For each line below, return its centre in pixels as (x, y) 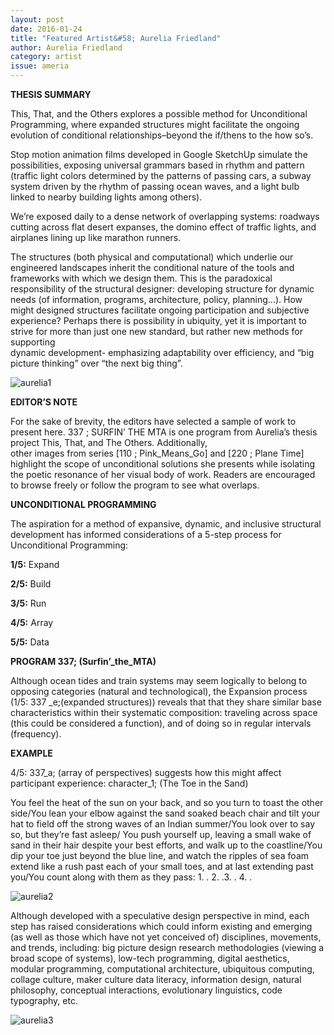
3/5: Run (28, 603)
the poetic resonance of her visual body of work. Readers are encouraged (163, 474)
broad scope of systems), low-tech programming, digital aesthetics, (150, 958)
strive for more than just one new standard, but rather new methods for (156, 331)
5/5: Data (30, 642)
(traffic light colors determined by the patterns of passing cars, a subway (161, 175)
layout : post (37, 19)
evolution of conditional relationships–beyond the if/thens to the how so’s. (162, 135)
